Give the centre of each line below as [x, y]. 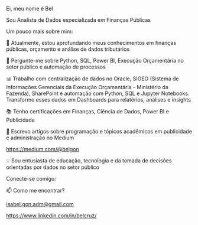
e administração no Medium [40, 138]
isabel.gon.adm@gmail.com [40, 204]
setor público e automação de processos [56, 67]
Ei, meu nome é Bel [30, 9]
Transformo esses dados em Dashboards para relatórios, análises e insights [98, 100]
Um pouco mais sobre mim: [40, 31]
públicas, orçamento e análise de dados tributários [68, 49]
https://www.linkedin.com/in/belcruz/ [51, 216]
